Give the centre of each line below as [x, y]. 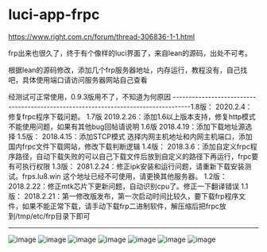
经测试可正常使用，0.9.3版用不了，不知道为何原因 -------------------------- [132, 96]
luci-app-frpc [54, 15]
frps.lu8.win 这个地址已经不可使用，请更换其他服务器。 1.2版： [124, 176]
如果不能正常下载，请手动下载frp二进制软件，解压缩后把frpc [121, 206]
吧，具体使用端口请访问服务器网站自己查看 [78, 79]
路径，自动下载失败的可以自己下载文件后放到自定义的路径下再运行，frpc [133, 156]
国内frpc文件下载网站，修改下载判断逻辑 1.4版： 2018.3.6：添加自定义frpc [129, 146]
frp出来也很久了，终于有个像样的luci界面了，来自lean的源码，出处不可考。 [130, 52]
